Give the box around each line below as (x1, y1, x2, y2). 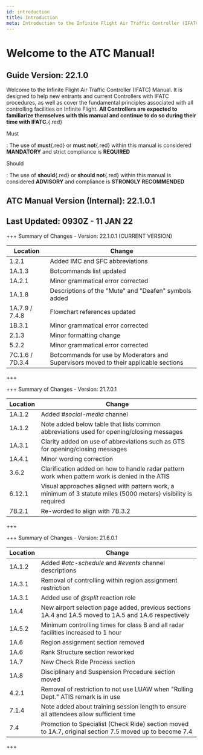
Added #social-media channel (40, 410, 128, 418)
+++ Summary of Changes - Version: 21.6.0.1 (6, 534, 118, 541)
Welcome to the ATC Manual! (6, 46, 155, 60)
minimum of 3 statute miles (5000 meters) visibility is (40, 489, 192, 498)
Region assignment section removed (40, 638, 145, 646)
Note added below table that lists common (40, 420, 161, 428)
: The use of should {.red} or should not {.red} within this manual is (6, 172, 171, 179)
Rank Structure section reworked (40, 648, 135, 656)
